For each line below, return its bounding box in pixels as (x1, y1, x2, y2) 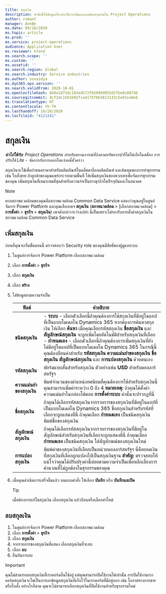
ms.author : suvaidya (5, 76, 48, 81)
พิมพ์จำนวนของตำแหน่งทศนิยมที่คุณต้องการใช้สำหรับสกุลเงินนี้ (43, 378, 158, 385)
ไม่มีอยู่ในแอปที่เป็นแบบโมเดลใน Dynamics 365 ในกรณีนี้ (43, 343, 157, 350)
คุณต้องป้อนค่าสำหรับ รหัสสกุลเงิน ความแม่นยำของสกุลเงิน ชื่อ (43, 349, 157, 356)
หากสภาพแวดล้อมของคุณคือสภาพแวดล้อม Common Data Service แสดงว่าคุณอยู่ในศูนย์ (5, 198, 155, 203)
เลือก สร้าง (12, 282, 30, 288)
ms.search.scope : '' (5, 53, 48, 59)
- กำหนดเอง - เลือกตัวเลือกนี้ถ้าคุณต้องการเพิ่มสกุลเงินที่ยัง (43, 337, 153, 344)
